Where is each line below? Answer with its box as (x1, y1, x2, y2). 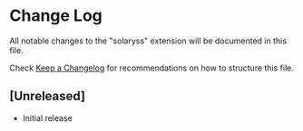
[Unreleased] (9, 89, 86, 104)
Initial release (22, 112, 73, 123)
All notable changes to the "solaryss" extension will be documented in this (9, 35, 288, 46)
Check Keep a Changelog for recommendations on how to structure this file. (9, 62, 295, 73)
